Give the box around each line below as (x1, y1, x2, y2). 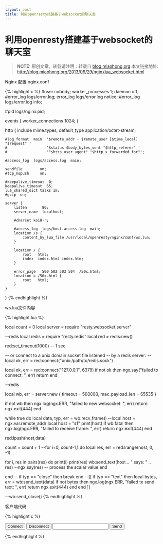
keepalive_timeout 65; (5, 184, 54, 189)
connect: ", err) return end (5, 372, 57, 378)
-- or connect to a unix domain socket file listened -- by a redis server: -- (5, 352, 152, 359)
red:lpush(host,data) (5, 435, 46, 441)
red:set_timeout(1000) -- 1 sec (5, 343, 66, 349)
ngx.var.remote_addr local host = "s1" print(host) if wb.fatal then (5, 421, 134, 426)
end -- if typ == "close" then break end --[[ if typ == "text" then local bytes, (5, 474, 157, 480)
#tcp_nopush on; (5, 171, 47, 176)
